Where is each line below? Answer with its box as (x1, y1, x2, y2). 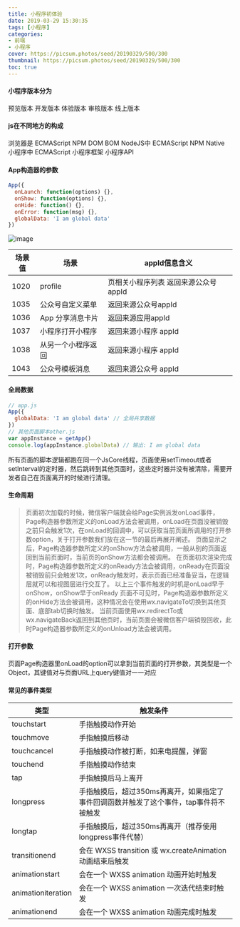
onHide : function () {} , (14, 202, 85, 209)
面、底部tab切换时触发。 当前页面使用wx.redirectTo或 (25, 606, 184, 615)
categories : (8, 30, 43, 38)
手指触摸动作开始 (78, 720, 136, 730)
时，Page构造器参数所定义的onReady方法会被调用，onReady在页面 (25, 562, 224, 570)
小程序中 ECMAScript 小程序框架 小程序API (8, 148, 135, 157)
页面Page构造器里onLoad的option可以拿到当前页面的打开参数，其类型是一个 (8, 659, 232, 668)
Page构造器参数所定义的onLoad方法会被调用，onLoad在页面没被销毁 (25, 517, 229, 525)
